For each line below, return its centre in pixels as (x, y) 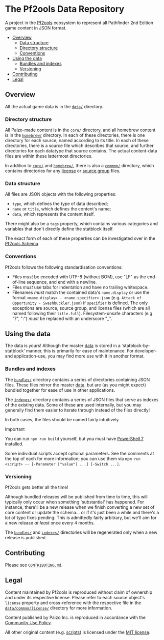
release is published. (26, 538)
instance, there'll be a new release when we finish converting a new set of (80, 507)
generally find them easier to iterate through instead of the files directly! (78, 410)
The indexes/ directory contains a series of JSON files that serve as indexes (82, 400)
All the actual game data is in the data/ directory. (54, 106)
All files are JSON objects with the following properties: (61, 194)
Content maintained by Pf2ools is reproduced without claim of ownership (79, 592)
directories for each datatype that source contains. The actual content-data (81, 151)
